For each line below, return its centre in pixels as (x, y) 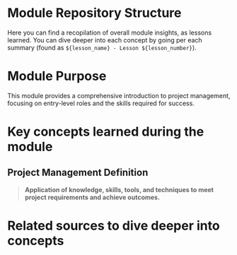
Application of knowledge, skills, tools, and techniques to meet (119, 189)
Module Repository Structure (94, 13)
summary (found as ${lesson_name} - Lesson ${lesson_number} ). (102, 47)
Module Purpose (57, 76)
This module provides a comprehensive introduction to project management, (119, 95)
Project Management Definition (78, 173)
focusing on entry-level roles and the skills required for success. (101, 103)
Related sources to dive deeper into (114, 226)
